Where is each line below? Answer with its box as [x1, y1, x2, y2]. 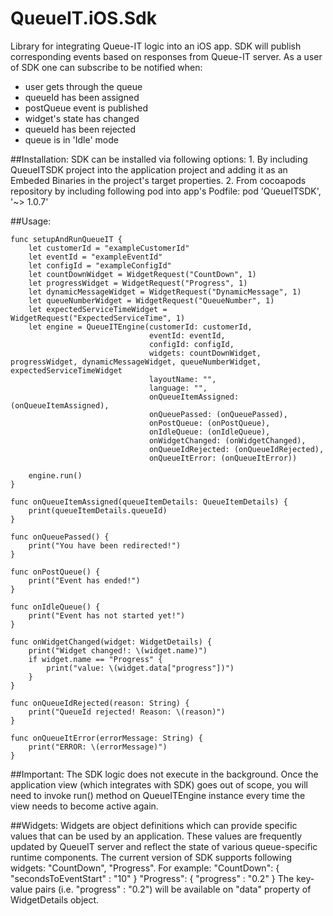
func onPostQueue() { [10, 567, 101, 577]
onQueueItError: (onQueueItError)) [148, 453, 298, 463]
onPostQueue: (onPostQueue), [148, 418, 271, 428]
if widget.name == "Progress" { [28, 654, 163, 664]
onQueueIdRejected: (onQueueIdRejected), [148, 444, 325, 454]
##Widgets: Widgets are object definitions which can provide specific [10, 819, 298, 831]
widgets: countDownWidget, [148, 348, 262, 358]
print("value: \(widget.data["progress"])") [46, 663, 235, 673]
